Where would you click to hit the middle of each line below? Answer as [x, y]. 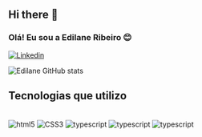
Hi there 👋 [33, 15]
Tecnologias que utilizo [67, 96]
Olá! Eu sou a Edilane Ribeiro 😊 [70, 38]
